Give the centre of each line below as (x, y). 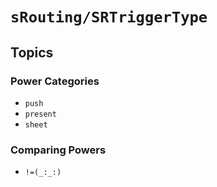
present (40, 114)
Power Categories (55, 81)
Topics (32, 52)
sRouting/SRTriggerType (109, 17)
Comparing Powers (58, 150)
